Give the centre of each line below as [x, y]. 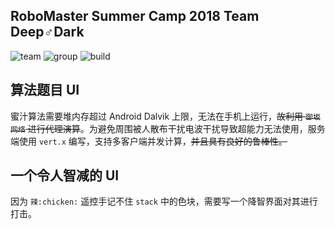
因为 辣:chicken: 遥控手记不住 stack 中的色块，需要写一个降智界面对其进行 [164, 201]
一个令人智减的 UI [65, 175]
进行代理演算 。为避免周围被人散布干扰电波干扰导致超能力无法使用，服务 [176, 128]
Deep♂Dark [47, 32]
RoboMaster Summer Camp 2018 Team [135, 16]
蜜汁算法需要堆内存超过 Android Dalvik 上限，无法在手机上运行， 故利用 [157, 116]
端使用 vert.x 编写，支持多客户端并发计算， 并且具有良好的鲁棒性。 [149, 141]
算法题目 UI [45, 90]
